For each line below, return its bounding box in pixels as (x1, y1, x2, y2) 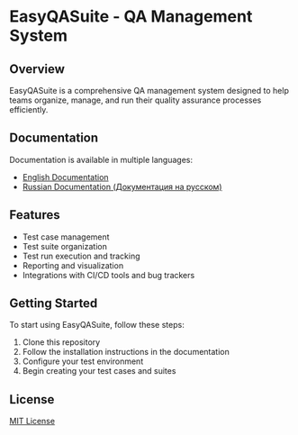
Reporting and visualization (22, 259, 124, 271)
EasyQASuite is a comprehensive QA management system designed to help (9, 86, 290, 95)
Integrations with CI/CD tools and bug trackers (22, 269, 195, 280)
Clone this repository (22, 337, 101, 348)
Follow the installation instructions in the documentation (22, 347, 230, 358)
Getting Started (9, 295, 98, 312)
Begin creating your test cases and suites (22, 366, 176, 376)
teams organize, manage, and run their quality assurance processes (9, 95, 262, 105)
